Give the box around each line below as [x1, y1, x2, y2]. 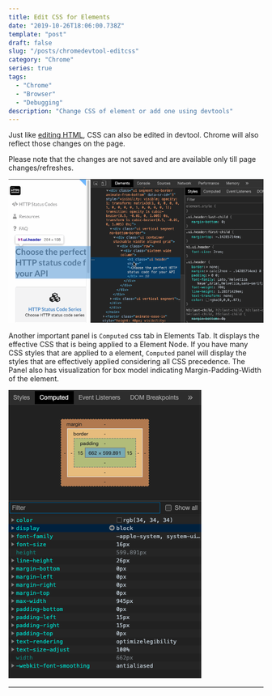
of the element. [8, 373, 59, 384]
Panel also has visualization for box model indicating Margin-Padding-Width [8, 365, 261, 375]
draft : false [8, 39, 53, 47]
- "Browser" [15, 90, 57, 98]
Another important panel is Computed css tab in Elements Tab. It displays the [8, 330, 261, 340]
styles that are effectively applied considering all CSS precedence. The [8, 356, 245, 366]
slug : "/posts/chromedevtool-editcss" [8, 47, 139, 56]
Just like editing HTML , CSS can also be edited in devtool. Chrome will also [8, 130, 259, 140]
